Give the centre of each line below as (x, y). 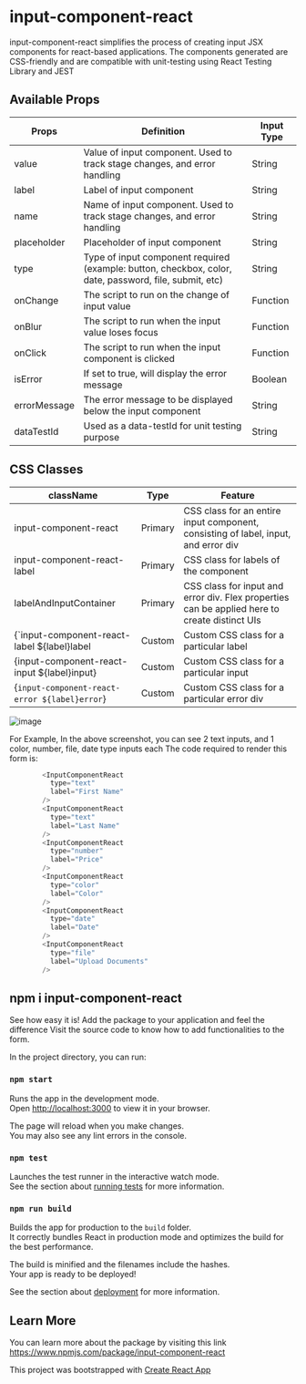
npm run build (41, 1208)
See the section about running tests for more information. (117, 1186)
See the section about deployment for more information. (115, 1292)
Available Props (55, 100)
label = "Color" (76, 893)
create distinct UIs (222, 620)
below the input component (142, 410)
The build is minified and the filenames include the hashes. (120, 1265)
